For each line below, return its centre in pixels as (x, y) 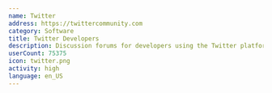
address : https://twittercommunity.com (76, 23)
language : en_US (36, 76)
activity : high (34, 69)
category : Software (41, 31)
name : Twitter (32, 16)
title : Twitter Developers (54, 38)
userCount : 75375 (38, 53)
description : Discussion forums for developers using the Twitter (123, 46)
